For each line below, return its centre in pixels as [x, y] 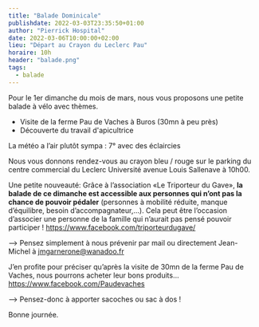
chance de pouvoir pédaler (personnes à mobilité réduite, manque [118, 202]
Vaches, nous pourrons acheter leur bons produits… [94, 275]
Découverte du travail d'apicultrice [77, 130]
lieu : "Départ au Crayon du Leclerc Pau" [78, 45]
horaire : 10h [30, 53]
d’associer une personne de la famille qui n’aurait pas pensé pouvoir [120, 219]
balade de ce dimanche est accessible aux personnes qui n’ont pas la [125, 193]
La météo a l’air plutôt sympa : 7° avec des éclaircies [94, 145]
